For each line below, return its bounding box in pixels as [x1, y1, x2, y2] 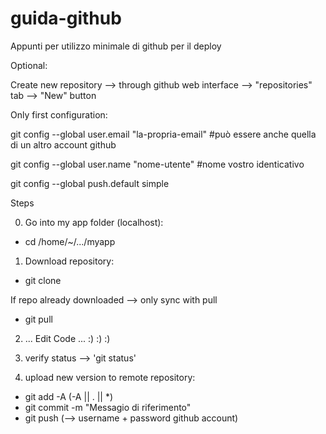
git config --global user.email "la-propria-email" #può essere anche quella [10, 128, 317, 140]
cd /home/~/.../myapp [24, 235, 116, 247]
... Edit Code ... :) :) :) [24, 332, 111, 344]
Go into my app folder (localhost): [24, 216, 164, 228]
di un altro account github [10, 138, 117, 151]
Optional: [10, 59, 48, 71]
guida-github [10, 7, 122, 30]
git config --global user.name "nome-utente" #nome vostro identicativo [10, 158, 305, 170]
